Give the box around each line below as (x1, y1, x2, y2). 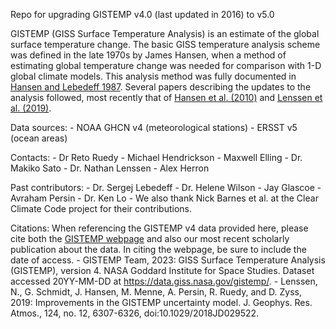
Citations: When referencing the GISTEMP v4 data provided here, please (10, 222, 309, 234)
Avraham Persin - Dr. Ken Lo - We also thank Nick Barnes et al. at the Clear (10, 192, 319, 204)
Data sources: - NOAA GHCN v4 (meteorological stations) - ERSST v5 (10, 122, 298, 133)
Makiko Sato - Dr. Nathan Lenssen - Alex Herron (10, 162, 210, 174)
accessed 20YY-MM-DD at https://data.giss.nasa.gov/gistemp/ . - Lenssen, (10, 275, 318, 287)
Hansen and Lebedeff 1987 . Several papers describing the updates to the (10, 81, 312, 93)
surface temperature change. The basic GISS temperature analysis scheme (10, 39, 321, 50)
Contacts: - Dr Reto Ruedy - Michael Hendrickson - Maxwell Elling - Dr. (10, 152, 303, 163)
